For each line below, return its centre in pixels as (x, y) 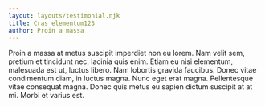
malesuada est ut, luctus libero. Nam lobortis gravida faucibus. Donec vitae (132, 70)
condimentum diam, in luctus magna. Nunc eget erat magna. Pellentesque (131, 79)
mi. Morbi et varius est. (46, 96)
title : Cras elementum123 (51, 23)
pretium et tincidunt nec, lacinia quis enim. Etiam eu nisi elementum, (121, 61)
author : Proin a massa (46, 30)
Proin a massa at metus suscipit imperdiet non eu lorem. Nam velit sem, (126, 53)
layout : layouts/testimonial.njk (64, 16)
